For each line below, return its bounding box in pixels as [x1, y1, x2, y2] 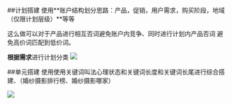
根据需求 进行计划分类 [7, 53, 68, 61]
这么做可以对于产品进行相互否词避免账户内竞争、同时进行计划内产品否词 [7, 30, 215, 38]
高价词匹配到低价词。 [13, 38, 75, 47]
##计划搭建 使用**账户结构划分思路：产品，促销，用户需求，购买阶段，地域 [7, 6, 225, 14]
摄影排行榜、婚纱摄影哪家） [34, 76, 115, 85]
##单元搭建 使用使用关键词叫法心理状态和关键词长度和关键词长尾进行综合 [7, 68, 219, 76]
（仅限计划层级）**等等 [7, 15, 75, 23]
